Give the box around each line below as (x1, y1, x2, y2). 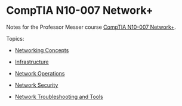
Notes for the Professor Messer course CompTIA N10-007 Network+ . (6, 23, 176, 31)
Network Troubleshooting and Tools (14, 93, 103, 100)
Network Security (14, 81, 58, 89)
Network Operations (14, 69, 65, 77)
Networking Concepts (14, 46, 69, 54)
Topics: (6, 35, 24, 42)
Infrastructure (14, 58, 49, 65)
